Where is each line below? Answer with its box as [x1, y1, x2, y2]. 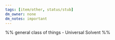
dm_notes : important [5, 16, 48, 21]
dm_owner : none [5, 12, 36, 17]
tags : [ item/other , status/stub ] [5, 7, 74, 12]
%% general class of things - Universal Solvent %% [5, 30, 111, 36]
